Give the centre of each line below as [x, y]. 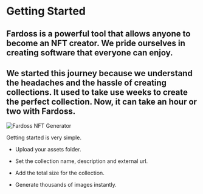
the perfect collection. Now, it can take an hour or [102, 102]
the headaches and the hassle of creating [87, 82]
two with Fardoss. [41, 111]
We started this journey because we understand [99, 73]
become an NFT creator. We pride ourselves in [96, 43]
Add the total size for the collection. [60, 173]
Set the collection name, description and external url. [81, 161]
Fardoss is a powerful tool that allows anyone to [98, 34]
